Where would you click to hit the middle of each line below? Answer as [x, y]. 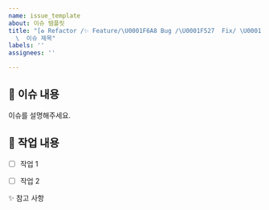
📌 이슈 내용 [34, 94]
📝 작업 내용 [34, 143]
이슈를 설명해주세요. [39, 115]
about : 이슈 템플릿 [37, 23]
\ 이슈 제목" [36, 38]
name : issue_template [45, 16]
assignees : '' [32, 53]
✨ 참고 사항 [26, 198]
